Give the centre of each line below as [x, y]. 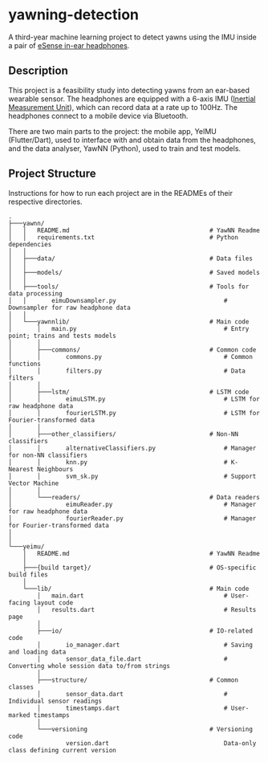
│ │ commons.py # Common [130, 357]
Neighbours [55, 469]
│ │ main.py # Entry [129, 328]
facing [19, 603]
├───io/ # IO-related [145, 631]
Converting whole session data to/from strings [89, 666]
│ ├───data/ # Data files [130, 259]
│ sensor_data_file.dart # [132, 659]
